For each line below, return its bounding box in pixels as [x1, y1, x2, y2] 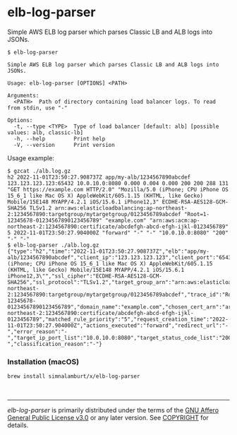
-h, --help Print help [13, 135, 106, 142]
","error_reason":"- [7, 328, 68, 335]
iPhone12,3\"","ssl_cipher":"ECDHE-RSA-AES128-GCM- [7, 273, 162, 280]
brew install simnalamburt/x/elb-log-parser [7, 373, 140, 380]
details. [7, 421, 29, 429]
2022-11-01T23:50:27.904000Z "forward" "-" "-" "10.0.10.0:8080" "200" [13, 229, 229, 237]
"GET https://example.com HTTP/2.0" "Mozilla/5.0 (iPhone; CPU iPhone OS [7, 186, 229, 193]
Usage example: [7, 153, 55, 162]
